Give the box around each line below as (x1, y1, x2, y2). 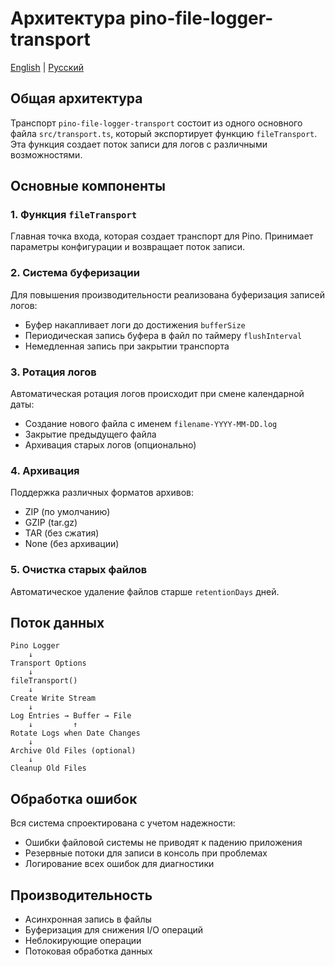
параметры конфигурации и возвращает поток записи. (10, 241, 246, 253)
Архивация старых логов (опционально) (24, 439, 197, 451)
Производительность (10, 887, 153, 904)
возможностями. (10, 148, 83, 161)
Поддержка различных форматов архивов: (10, 487, 194, 499)
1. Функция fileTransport (10, 208, 138, 222)
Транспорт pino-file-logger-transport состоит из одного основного (10, 117, 303, 129)
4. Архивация (10, 463, 80, 477)
